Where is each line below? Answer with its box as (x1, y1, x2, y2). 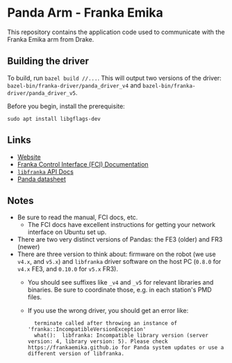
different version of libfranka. (27, 351, 125, 357)
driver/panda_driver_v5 (7, 90, 76, 96)
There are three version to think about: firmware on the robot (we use (17, 250, 217, 258)
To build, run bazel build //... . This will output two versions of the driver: (7, 74, 222, 82)
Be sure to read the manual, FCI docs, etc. (17, 213, 138, 221)
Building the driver (7, 56, 89, 67)
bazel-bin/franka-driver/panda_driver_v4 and (7, 81, 141, 90)
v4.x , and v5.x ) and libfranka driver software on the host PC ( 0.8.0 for (17, 258, 222, 266)
